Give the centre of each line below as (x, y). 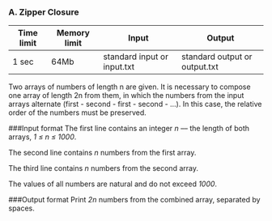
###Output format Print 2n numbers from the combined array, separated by (134, 200)
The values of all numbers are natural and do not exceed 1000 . (113, 184)
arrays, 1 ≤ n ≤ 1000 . (42, 137)
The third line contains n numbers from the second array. (103, 168)
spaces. (21, 208)
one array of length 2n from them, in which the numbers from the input (126, 96)
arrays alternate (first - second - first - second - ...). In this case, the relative (135, 104)
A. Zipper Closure (44, 12)
